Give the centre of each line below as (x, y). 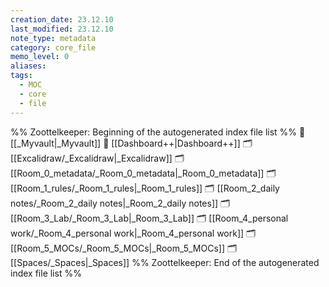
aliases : (28, 66)
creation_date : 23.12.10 (62, 19)
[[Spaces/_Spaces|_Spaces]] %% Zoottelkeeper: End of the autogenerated (165, 262)
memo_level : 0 (40, 57)
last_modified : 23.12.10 (62, 29)
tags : (21, 76)
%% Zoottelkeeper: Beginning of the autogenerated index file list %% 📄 (158, 132)
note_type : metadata (53, 38)
